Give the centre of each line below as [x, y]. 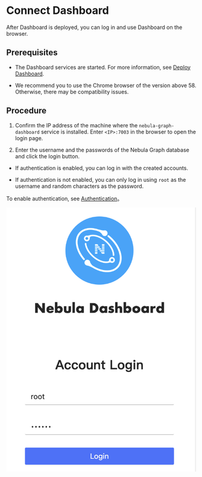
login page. [29, 138]
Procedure [27, 111]
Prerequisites [32, 53]
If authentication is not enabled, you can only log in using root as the [100, 179]
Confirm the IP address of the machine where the [76, 125]
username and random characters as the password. [79, 186]
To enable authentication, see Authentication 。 [65, 198]
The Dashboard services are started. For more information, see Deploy [103, 67]
